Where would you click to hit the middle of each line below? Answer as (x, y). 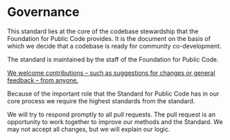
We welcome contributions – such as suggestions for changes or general (112, 73)
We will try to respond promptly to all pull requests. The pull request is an (112, 114)
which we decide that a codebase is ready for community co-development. (114, 46)
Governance (43, 12)
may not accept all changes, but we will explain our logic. (89, 129)
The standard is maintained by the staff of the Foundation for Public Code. (113, 59)
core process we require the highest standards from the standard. (101, 100)
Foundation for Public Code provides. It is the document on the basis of (109, 38)
